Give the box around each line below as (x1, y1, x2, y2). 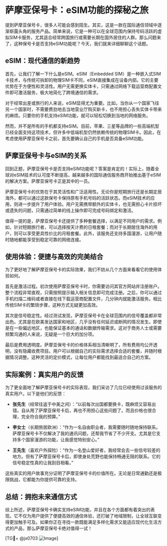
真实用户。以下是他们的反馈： (5, 391, 66, 397)
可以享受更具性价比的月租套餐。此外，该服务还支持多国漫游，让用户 (18, 230, 158, 236)
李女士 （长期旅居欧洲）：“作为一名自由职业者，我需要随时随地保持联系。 (12, 424, 161, 431)
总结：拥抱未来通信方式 (5, 492, 77, 501)
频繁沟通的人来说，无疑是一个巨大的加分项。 (5, 331, 97, 337)
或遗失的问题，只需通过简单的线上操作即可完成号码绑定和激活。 (5, 207, 136, 213)
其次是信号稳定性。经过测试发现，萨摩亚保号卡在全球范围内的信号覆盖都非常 (5, 313, 162, 319)
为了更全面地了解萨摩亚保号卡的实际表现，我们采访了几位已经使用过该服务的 (5, 384, 162, 391)
